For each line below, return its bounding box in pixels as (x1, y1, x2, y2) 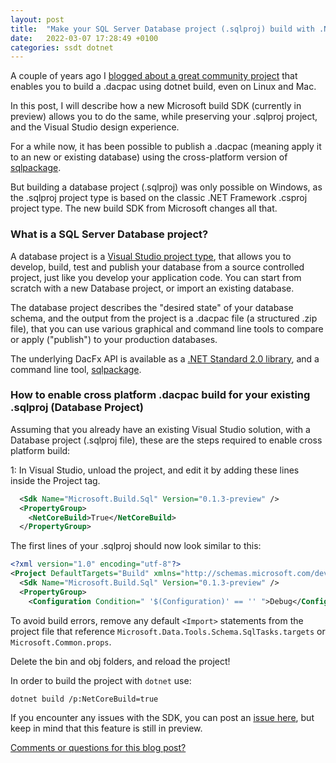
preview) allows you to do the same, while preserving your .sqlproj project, (10, 111, 318, 123)
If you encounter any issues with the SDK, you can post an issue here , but (10, 711, 315, 723)
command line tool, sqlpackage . (10, 363, 142, 375)
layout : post (10, 14, 65, 25)
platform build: (10, 444, 71, 456)
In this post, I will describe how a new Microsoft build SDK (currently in (10, 100, 302, 112)
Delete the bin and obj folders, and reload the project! (10, 655, 231, 667)
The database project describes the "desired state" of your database (10, 301, 294, 313)
